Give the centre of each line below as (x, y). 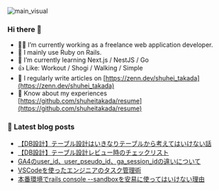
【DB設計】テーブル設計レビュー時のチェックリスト (93, 152)
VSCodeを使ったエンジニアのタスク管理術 (79, 170)
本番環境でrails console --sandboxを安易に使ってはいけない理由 (111, 179)
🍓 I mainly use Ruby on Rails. (60, 53)
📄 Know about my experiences (62, 93)
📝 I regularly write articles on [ (62, 78)
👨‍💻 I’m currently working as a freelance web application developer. (116, 45)
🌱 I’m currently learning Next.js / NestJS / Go (83, 60)
